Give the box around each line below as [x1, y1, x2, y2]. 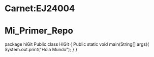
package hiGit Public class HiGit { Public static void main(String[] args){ [4, 41, 150, 47]
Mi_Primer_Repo [4, 25, 73, 37]
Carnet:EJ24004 [4, 3, 75, 14]
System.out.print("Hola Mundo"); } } [4, 47, 77, 53]
